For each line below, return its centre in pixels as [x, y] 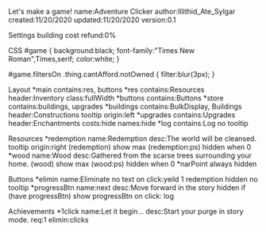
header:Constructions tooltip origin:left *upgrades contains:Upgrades [122, 115]
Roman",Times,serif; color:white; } [64, 59]
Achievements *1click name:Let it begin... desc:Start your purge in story [126, 211]
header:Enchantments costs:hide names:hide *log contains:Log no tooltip [128, 123]
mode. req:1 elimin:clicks [48, 220]
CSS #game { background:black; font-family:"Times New [102, 50]
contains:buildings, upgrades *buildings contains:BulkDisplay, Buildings [125, 106]
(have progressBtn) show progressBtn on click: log [91, 196]
